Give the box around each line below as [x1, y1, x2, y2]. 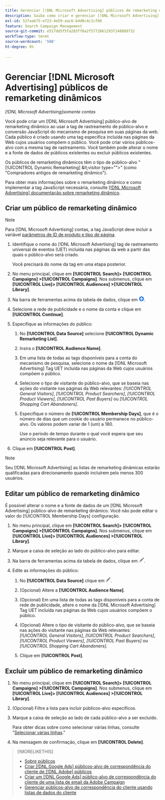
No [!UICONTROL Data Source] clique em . [19, 578, 112, 584]
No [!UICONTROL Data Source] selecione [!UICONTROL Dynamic [19, 331, 154, 337]
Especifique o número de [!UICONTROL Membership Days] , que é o [19, 411, 159, 417]
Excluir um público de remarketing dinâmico [5, 667, 143, 675]
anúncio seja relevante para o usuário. [19, 436, 97, 442]
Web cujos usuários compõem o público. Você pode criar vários [5, 139, 135, 145]
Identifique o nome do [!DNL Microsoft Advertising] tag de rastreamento [12, 242, 159, 247]
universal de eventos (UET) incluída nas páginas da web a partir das [12, 246, 150, 252]
